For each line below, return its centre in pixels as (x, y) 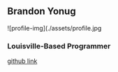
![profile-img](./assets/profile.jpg (54, 28)
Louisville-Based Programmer (59, 46)
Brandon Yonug (42, 11)
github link (22, 61)
